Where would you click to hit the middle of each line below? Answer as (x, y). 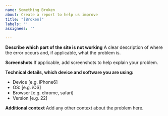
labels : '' (17, 24)
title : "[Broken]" (24, 19)
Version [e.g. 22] (30, 98)
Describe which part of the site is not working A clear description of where (84, 47)
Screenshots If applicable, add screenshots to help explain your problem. (82, 63)
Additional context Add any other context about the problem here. (74, 108)
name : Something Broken (30, 10)
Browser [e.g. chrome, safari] (43, 93)
